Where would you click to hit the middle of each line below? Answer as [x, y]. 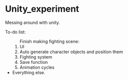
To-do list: [16, 32]
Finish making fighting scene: [49, 41]
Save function [34, 62]
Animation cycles [37, 67]
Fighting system [36, 57]
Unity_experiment [42, 9]
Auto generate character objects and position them [71, 52]
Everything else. [29, 72]
